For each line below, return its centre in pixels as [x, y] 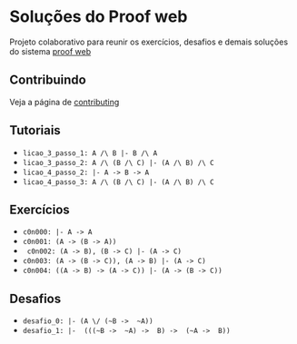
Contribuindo [48, 80]
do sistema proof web [50, 51]
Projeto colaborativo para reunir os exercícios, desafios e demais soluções [149, 42]
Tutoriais [35, 130]
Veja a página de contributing [64, 102]
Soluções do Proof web [99, 17]
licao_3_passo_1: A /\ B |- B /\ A [90, 153]
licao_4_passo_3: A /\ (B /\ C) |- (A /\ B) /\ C [119, 182]
